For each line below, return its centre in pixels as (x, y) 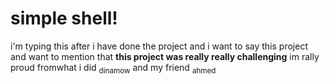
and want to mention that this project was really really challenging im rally (165, 56)
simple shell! (64, 18)
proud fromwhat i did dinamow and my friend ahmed (113, 68)
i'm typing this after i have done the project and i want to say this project (159, 46)
